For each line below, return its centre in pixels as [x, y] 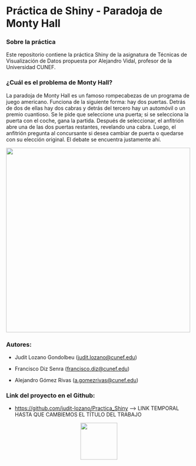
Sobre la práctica [31, 42]
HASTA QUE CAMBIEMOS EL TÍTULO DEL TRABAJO [78, 415]
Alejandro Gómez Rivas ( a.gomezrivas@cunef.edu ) [77, 380]
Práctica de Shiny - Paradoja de [84, 11]
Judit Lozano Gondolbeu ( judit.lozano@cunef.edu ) [76, 357]
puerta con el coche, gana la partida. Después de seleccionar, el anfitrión [95, 120]
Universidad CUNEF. [31, 67]
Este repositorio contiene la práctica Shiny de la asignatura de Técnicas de [97, 55]
